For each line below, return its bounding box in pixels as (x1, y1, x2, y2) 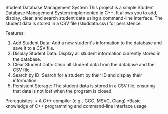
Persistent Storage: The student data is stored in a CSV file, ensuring (12, 83, 155, 89)
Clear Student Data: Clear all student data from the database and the (12, 62, 155, 67)
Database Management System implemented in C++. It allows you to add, (5, 10, 158, 16)
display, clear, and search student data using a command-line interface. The (5, 15, 163, 21)
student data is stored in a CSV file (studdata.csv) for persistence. (5, 20, 142, 26)
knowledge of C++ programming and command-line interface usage (5, 103, 147, 109)
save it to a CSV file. (12, 45, 54, 51)
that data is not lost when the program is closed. (12, 88, 113, 94)
